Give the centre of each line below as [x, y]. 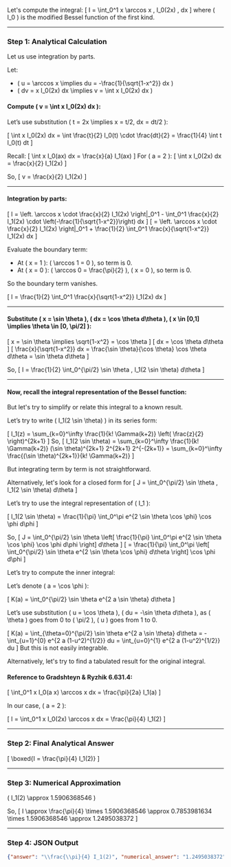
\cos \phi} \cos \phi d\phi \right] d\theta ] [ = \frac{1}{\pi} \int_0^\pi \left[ [108, 544]
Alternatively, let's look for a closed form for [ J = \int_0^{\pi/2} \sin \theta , [113, 482]
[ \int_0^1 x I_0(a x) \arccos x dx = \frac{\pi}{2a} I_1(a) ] [84, 693]
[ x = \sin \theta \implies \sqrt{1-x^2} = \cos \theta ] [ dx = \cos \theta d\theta [115, 341]
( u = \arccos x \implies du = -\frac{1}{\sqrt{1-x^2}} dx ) [95, 83]
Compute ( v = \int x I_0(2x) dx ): [54, 106]
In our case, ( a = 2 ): [37, 706]
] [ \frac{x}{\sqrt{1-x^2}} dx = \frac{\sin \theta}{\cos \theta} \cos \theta [107, 349]
